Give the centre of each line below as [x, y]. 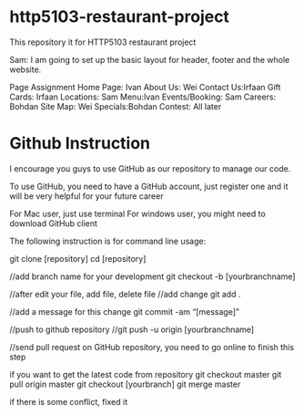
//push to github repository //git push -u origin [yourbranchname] [132, 329]
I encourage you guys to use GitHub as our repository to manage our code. [150, 168]
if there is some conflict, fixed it [69, 401]
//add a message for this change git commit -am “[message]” [124, 311]
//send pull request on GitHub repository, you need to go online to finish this [152, 347]
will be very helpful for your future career [86, 196]
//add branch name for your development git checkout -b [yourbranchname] [152, 276]
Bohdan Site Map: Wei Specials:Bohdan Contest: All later [116, 106]
